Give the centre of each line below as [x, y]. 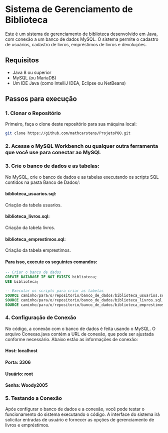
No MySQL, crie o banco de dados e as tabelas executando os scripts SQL [82, 177]
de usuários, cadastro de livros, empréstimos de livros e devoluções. [76, 44]
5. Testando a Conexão [34, 398]
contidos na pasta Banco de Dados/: [43, 182]
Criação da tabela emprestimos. [38, 250]
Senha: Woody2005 [26, 385]
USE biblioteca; [22, 282]
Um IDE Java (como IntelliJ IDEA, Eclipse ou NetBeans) [69, 83]
